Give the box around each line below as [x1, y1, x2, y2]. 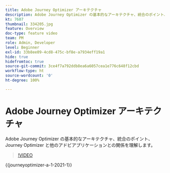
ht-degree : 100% [5, 78, 39, 83]
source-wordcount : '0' [5, 73, 53, 78]
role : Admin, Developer [5, 40, 56, 45]
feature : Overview [5, 26, 44, 31]
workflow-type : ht [5, 69, 44, 74]
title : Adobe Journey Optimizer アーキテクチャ [5, 7, 102, 13]
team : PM [5, 36, 24, 41]
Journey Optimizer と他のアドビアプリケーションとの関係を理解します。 [5, 142, 156, 148]
